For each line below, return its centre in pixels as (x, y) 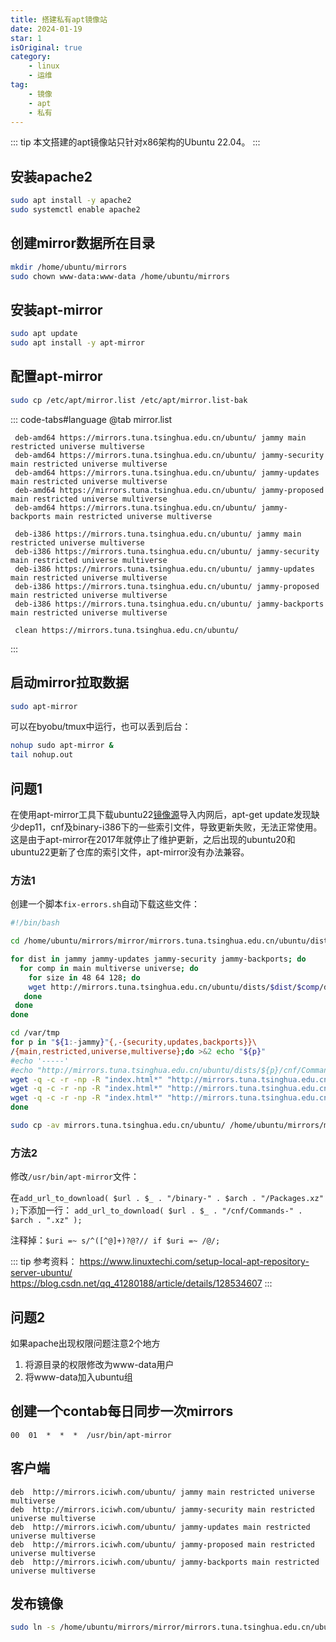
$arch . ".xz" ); (46, 1221)
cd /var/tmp (35, 1033)
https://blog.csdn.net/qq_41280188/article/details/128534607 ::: (141, 1283)
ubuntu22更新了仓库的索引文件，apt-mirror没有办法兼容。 (130, 852)
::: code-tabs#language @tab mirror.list (91, 419)
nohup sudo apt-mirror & (62, 746)
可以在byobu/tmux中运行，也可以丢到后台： (101, 727)
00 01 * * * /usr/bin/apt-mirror (91, 1435)
